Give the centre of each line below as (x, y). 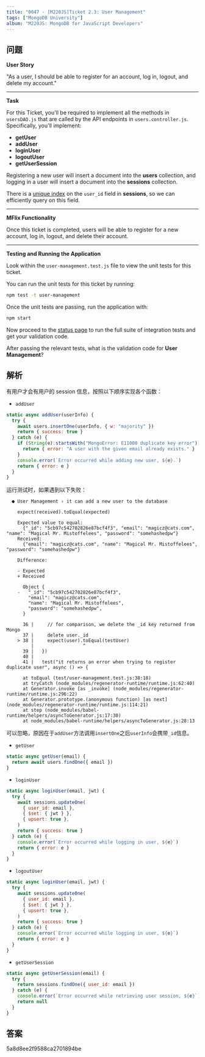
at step (32, 711)
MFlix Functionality (31, 218)
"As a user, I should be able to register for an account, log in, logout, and (97, 77)
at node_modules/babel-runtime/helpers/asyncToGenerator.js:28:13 (109, 721)
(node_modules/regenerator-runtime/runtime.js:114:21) (77, 705)
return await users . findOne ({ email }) (63, 763)
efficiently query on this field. (43, 200)
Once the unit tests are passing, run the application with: (77, 307)
